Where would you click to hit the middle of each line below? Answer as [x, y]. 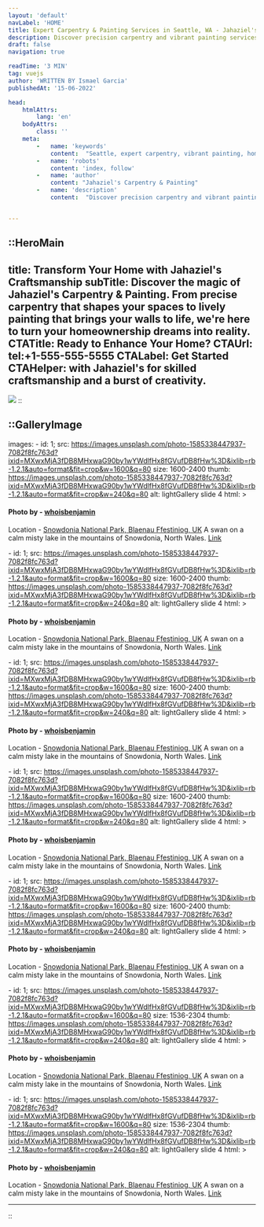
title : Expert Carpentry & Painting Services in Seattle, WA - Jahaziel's [133, 30]
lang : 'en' [54, 117]
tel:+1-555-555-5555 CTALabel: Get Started [119, 356]
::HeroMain [36, 243]
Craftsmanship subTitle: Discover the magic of [125, 282]
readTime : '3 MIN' [38, 66]
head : [17, 102]
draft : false [29, 45]
